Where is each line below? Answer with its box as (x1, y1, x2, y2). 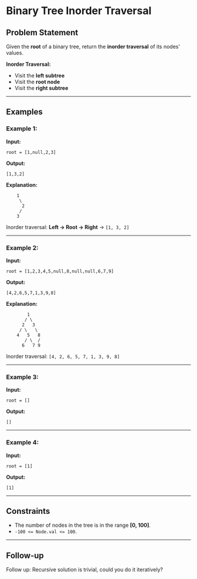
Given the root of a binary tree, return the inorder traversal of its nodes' (6, 43, 181, 50)
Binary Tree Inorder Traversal (6, 4, 152, 18)
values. (6, 49, 23, 56)
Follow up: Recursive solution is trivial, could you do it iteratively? (6, 566, 163, 573)
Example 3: (6, 373, 39, 381)
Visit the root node (14, 78, 60, 85)
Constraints (6, 506, 50, 516)
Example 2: (6, 244, 39, 252)
